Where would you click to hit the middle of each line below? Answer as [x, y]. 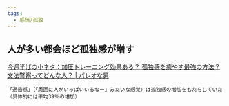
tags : [15, 13]
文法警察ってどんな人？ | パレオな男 [58, 75]
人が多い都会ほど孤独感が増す [71, 49]
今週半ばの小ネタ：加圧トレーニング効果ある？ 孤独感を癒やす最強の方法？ [114, 67]
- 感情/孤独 [28, 20]
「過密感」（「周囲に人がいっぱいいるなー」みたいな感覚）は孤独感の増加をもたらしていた [115, 90]
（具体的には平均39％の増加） [44, 97]
